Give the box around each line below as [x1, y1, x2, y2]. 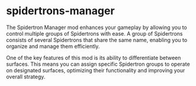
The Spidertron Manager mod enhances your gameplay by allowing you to [6, 24, 188, 31]
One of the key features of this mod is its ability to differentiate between [6, 54, 181, 61]
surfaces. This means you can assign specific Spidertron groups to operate [6, 60, 191, 68]
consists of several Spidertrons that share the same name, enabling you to [6, 36, 188, 43]
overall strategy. [6, 73, 46, 80]
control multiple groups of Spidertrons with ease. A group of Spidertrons [6, 30, 183, 37]
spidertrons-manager [6, 4, 115, 18]
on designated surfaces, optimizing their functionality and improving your [6, 66, 185, 74]
